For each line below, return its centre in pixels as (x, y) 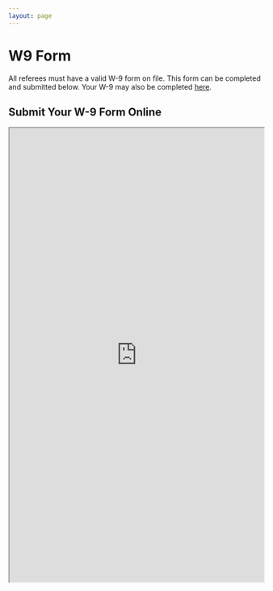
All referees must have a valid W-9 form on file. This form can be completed (134, 78)
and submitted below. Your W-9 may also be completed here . (110, 86)
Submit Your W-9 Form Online (85, 112)
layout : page (30, 16)
